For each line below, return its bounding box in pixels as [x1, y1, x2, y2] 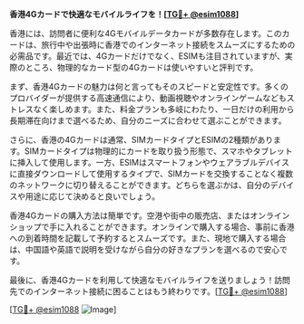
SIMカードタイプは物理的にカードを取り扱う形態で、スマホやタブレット [24, 146, 293, 157]
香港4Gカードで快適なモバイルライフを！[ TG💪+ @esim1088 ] [9, 9, 240, 19]
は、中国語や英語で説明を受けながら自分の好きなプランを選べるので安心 [9, 244, 279, 254]
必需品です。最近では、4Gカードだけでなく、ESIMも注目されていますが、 [9, 51, 286, 62]
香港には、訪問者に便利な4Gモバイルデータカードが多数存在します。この [9, 28, 283, 39]
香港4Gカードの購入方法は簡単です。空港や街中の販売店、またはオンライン [9, 210, 290, 221]
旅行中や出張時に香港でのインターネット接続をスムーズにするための [40, 40, 296, 50]
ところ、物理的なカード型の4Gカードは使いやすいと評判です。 [25, 62, 259, 72]
